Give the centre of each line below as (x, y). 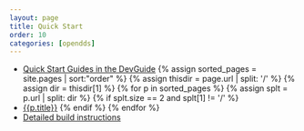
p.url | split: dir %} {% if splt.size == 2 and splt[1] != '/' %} (131, 98)
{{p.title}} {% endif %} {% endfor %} (91, 108)
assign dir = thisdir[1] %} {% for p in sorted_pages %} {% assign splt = (155, 88)
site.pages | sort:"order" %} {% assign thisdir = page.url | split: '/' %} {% (159, 79)
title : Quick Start (46, 26)
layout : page (34, 18)
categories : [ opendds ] (52, 43)
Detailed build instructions (71, 117)
